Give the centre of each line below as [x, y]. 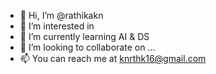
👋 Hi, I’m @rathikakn [61, 15]
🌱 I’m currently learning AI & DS [84, 36]
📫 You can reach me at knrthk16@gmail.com [113, 58]
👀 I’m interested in [57, 26]
